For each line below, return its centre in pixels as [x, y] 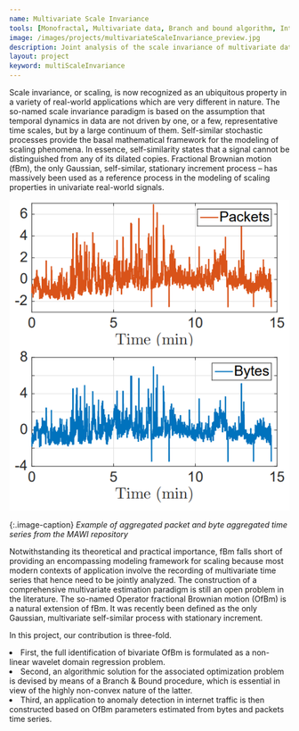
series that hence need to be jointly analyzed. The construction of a [133, 579]
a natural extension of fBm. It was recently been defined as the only [133, 608]
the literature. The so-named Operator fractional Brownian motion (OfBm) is [148, 599]
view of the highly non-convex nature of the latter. [101, 690]
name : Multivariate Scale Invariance [79, 19]
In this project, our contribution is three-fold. [90, 635]
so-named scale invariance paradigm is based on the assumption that [137, 111]
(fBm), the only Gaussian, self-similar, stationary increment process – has [143, 168]
